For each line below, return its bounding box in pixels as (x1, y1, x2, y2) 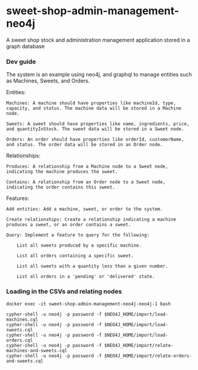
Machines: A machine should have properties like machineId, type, (6, 100, 177, 106)
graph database (6, 43, 45, 50)
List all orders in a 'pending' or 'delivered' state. (17, 274, 155, 280)
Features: (6, 194, 30, 202)
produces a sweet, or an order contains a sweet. (6, 222, 132, 228)
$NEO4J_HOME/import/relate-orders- (104, 353, 193, 359)
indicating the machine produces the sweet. (6, 169, 118, 175)
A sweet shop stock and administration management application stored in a (6, 36, 190, 43)
